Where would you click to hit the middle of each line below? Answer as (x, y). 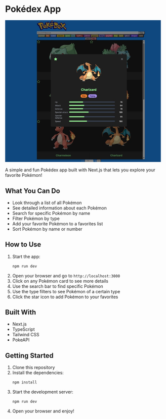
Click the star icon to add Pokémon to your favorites (65, 297)
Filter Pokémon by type (36, 218)
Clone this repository (34, 367)
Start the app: (26, 257)
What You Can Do (33, 191)
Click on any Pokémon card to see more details (60, 281)
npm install (24, 382)
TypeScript (23, 329)
